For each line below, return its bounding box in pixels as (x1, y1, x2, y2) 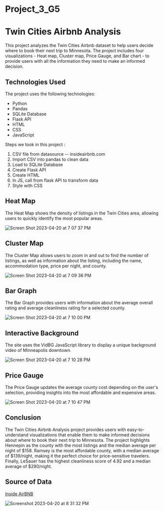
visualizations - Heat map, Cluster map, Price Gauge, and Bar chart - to (5, 53, 150, 59)
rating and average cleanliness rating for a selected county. (5, 305, 126, 311)
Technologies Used (5, 78, 66, 86)
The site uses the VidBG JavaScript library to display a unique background (5, 342, 156, 348)
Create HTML (12, 172, 40, 178)
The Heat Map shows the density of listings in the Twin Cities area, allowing (5, 210, 159, 216)
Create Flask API (12, 167, 46, 172)
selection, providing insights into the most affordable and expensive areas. (5, 389, 156, 395)
